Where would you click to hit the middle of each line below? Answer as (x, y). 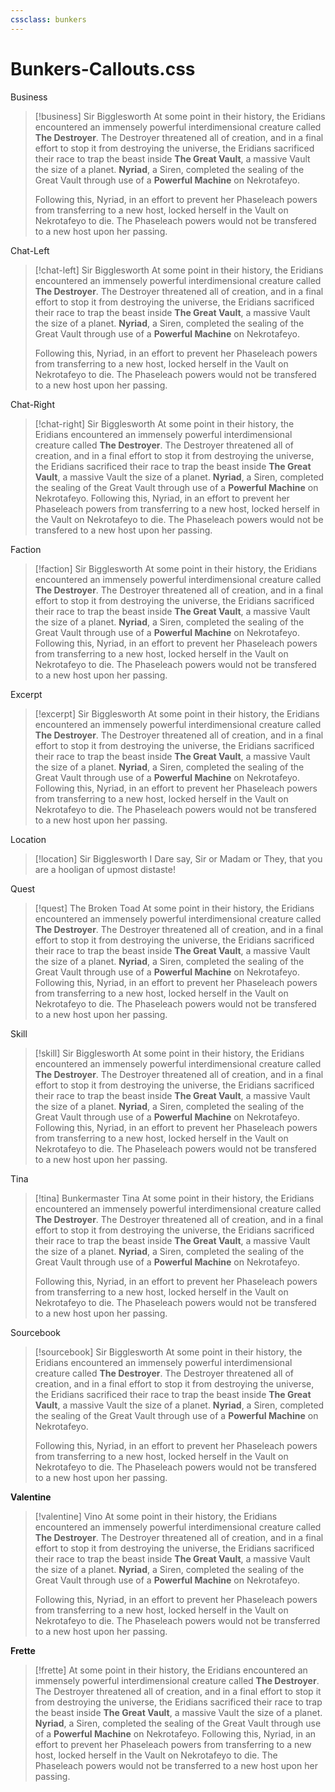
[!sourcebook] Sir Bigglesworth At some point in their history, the (168, 1352)
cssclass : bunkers (48, 19)
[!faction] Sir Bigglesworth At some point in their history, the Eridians (176, 568)
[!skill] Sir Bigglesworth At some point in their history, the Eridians (169, 1053)
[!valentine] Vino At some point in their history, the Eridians (156, 1516)
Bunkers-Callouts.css (103, 68)
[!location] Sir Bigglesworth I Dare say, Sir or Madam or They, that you (178, 858)
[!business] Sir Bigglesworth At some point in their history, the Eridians (180, 116)
